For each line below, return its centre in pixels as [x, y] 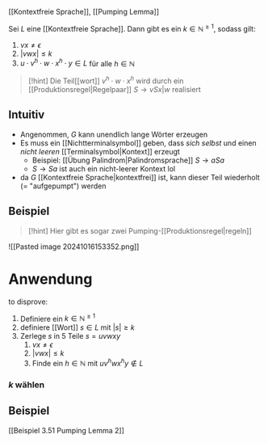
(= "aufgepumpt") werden [63, 186]
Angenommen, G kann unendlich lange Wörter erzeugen [114, 134]
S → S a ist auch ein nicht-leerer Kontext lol [104, 168]
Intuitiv [27, 115]
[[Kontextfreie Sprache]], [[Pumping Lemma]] [84, 12]
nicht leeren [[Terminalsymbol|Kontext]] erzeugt [100, 151]
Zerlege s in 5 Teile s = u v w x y [70, 336]
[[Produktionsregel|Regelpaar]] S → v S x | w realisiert [115, 89]
